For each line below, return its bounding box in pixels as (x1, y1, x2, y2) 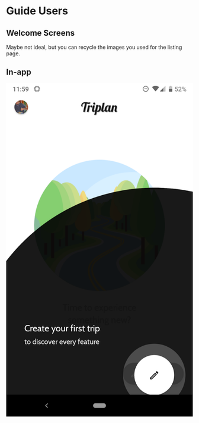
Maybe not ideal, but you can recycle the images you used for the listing (6, 43, 182, 51)
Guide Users (6, 4, 68, 18)
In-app (6, 67, 31, 77)
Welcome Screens (6, 28, 75, 38)
